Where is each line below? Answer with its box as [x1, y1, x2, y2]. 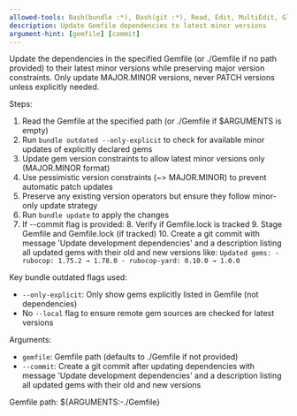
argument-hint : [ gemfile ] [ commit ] [9, 29, 141, 38]
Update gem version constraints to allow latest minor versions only [21, 154, 265, 164]
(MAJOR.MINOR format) [21, 163, 110, 173]
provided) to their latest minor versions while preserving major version [9, 63, 265, 73]
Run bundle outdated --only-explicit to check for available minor [21, 134, 265, 146]
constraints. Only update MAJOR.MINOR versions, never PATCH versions [9, 72, 276, 83]
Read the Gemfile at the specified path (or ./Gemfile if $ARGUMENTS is [21, 116, 282, 126]
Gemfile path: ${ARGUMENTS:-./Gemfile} [9, 397, 161, 407]
